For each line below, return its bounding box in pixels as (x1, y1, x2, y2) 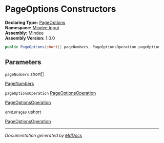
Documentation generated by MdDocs (5, 132, 82, 138)
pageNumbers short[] (5, 71, 44, 77)
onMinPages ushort (5, 109, 41, 115)
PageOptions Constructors (5, 3, 116, 15)
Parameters (5, 58, 41, 66)
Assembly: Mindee (5, 30, 44, 36)
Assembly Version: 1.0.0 (5, 35, 55, 41)
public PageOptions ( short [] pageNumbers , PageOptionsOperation (5, 44, 137, 49)
